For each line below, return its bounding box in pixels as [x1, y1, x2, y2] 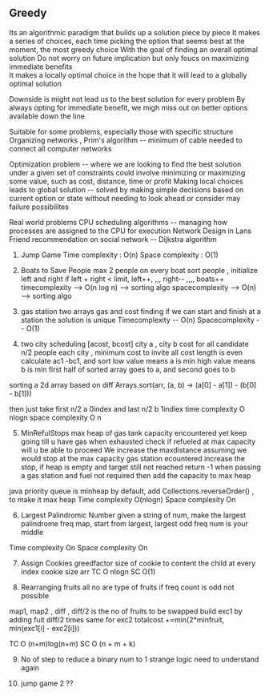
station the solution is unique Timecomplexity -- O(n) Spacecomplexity [20, 315, 255, 324]
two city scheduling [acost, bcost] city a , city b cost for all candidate [20, 339, 249, 348]
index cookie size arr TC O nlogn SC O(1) [20, 566, 156, 576]
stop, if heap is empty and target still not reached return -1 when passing [20, 462, 261, 472]
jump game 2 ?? [20, 678, 74, 688]
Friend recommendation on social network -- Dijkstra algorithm [9, 234, 217, 243]
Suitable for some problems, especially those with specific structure [9, 127, 234, 136]
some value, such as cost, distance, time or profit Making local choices [9, 176, 243, 186]
